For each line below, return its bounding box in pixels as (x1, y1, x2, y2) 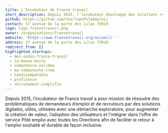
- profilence (9, 77, 37, 82)
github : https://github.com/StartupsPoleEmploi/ (5, 16, 108, 21)
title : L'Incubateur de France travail (5, 7, 88, 12)
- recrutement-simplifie (9, 81, 61, 86)
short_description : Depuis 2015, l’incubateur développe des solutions (5, 12, 157, 17)
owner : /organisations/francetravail (5, 30, 84, 35)
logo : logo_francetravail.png (5, 26, 68, 31)
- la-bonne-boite (9, 58, 46, 63)
